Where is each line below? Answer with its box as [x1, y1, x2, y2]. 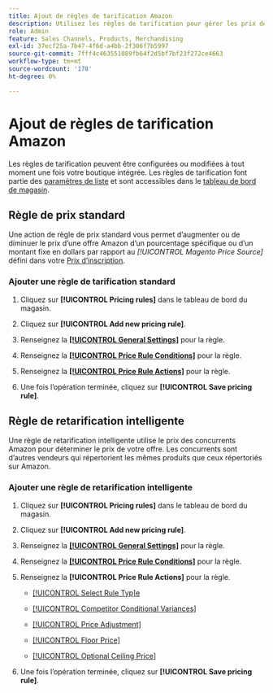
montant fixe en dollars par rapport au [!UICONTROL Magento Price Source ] [8, 247, 264, 257]
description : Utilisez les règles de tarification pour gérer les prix [8, 20, 256, 28]
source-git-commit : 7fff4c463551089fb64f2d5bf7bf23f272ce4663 [8, 50, 223, 58]
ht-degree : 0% [8, 72, 57, 81]
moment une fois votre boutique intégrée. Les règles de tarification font [8, 168, 248, 177]
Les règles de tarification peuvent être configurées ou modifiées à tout [8, 159, 245, 168]
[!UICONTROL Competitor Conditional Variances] [32, 604, 197, 613]
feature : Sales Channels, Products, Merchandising [8, 34, 184, 43]
